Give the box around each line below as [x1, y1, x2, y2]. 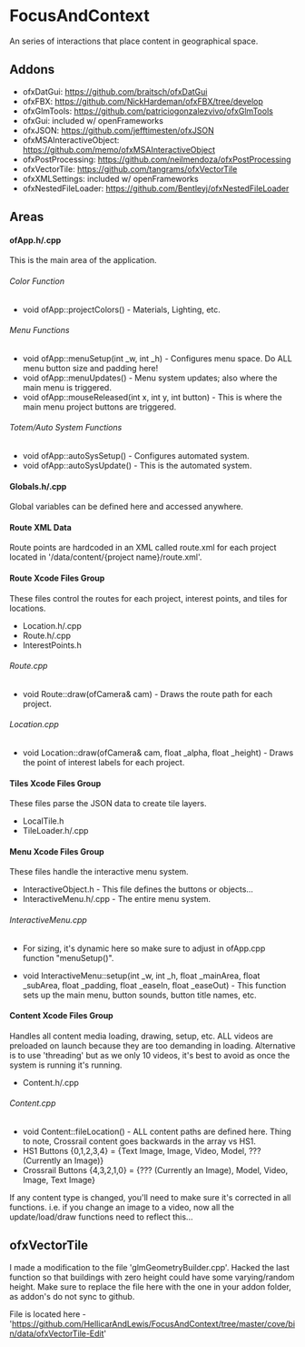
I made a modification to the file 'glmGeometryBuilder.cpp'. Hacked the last [9, 1261, 290, 1272]
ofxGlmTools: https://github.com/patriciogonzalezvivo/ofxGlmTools [22, 106, 274, 116]
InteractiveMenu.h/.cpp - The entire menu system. [22, 894, 212, 905]
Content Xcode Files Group [9, 1010, 113, 1021]
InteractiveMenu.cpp [9, 914, 88, 925]
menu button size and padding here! [22, 362, 159, 373]
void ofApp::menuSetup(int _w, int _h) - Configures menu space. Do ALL [22, 352, 292, 364]
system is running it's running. [9, 1059, 123, 1070]
